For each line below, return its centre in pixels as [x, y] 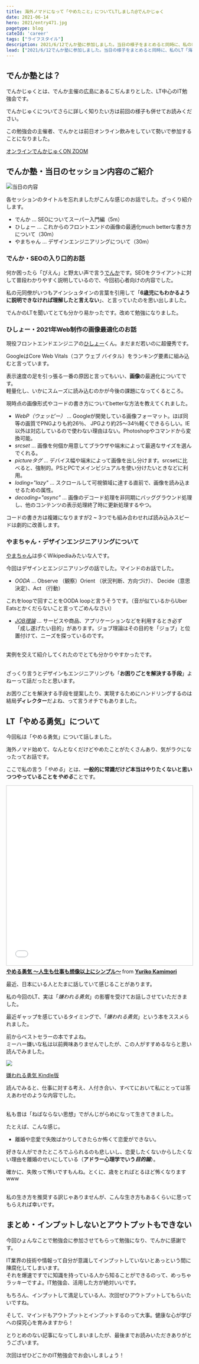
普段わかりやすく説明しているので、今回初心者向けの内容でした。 [96, 280]
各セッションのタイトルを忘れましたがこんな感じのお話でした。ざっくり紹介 [99, 200]
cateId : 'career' [27, 34]
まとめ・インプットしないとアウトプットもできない [99, 1225]
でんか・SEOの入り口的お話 [46, 258]
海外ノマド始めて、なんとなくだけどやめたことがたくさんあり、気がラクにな [99, 750]
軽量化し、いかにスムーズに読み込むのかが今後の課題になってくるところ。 [96, 390]
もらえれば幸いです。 [32, 1205]
